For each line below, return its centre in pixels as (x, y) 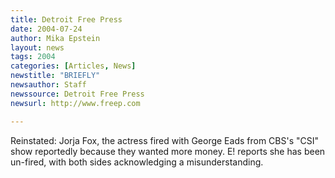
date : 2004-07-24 (46, 29)
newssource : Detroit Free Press (77, 94)
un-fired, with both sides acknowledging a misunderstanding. (137, 162)
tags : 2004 (33, 57)
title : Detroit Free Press (66, 19)
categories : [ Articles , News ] (73, 66)
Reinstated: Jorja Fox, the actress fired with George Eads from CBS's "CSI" (165, 140)
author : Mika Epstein (55, 38)
